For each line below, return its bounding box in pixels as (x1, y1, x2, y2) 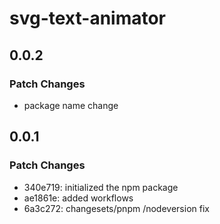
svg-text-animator (9, 7, 167, 30)
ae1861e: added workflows (23, 192, 134, 204)
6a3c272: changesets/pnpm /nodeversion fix (23, 202, 210, 214)
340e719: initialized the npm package (23, 181, 179, 193)
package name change (23, 99, 119, 111)
